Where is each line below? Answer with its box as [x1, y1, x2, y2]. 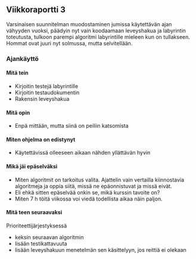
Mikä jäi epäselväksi [6, 162, 58, 169]
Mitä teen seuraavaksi [6, 209, 63, 216]
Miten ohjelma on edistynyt [6, 135, 76, 143]
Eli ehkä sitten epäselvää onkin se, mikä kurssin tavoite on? [14, 189, 160, 196]
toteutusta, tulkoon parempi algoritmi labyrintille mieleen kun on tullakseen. [6, 33, 191, 41]
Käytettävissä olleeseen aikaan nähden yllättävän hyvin [14, 149, 151, 156]
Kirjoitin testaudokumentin [14, 89, 80, 96]
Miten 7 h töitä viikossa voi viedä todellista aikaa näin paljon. [14, 195, 163, 202]
